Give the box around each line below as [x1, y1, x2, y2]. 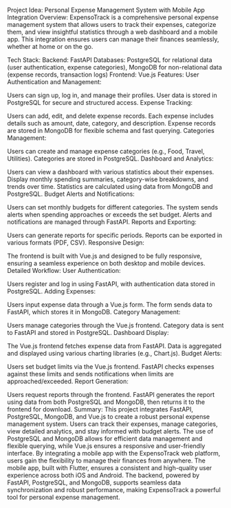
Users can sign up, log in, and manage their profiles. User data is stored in [7, 91, 218, 99]
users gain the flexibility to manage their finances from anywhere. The [7, 456, 206, 465]
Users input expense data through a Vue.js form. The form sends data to [7, 301, 213, 309]
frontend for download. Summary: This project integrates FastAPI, [7, 405, 194, 413]
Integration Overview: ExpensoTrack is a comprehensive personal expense [7, 13, 219, 21]
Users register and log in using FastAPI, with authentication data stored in [7, 280, 215, 288]
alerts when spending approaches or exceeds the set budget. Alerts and [7, 210, 212, 219]
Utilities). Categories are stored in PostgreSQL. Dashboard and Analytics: [7, 154, 214, 163]
